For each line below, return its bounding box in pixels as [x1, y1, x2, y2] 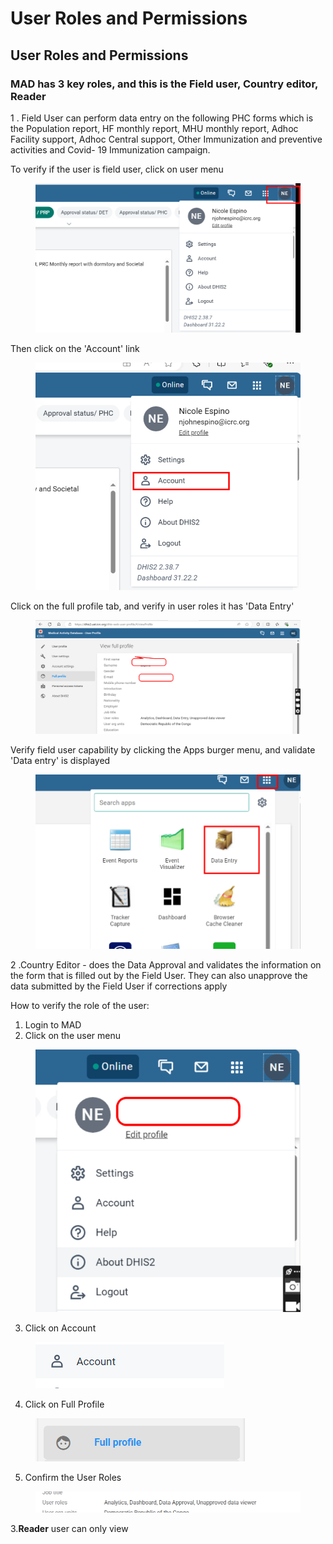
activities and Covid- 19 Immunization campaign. [10, 143, 211, 156]
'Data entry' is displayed [10, 755, 111, 767]
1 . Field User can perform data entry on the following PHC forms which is [10, 112, 314, 124]
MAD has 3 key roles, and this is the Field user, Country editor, [10, 77, 318, 91]
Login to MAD [24, 1018, 82, 1031]
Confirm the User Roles [24, 1472, 122, 1484]
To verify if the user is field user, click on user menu [10, 163, 224, 175]
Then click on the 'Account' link [10, 342, 140, 354]
